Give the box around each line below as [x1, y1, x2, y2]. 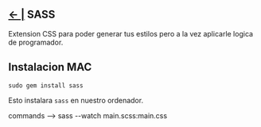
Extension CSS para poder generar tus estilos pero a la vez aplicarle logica [8, 29, 253, 38]
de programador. [8, 37, 64, 47]
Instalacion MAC [8, 60, 92, 74]
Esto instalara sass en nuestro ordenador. [8, 95, 144, 105]
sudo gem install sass [8, 81, 84, 90]
